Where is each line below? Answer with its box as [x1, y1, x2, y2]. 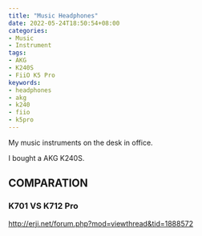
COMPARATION [8, 177, 88, 190]
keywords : [8, 78, 42, 86]
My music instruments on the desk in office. [8, 138, 154, 147]
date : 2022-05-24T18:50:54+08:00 [8, 19, 120, 27]
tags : [8, 49, 26, 57]
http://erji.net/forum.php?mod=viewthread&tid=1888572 [8, 218, 194, 228]
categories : [8, 26, 48, 34]
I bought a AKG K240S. [8, 153, 85, 162]
